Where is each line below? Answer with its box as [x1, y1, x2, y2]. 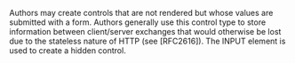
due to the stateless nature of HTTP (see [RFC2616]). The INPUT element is [9, 35, 286, 46]
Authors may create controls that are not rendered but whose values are [9, 8, 274, 18]
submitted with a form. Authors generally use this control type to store [9, 17, 267, 28]
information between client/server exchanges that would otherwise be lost [9, 27, 282, 36]
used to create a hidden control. [9, 45, 126, 56]
